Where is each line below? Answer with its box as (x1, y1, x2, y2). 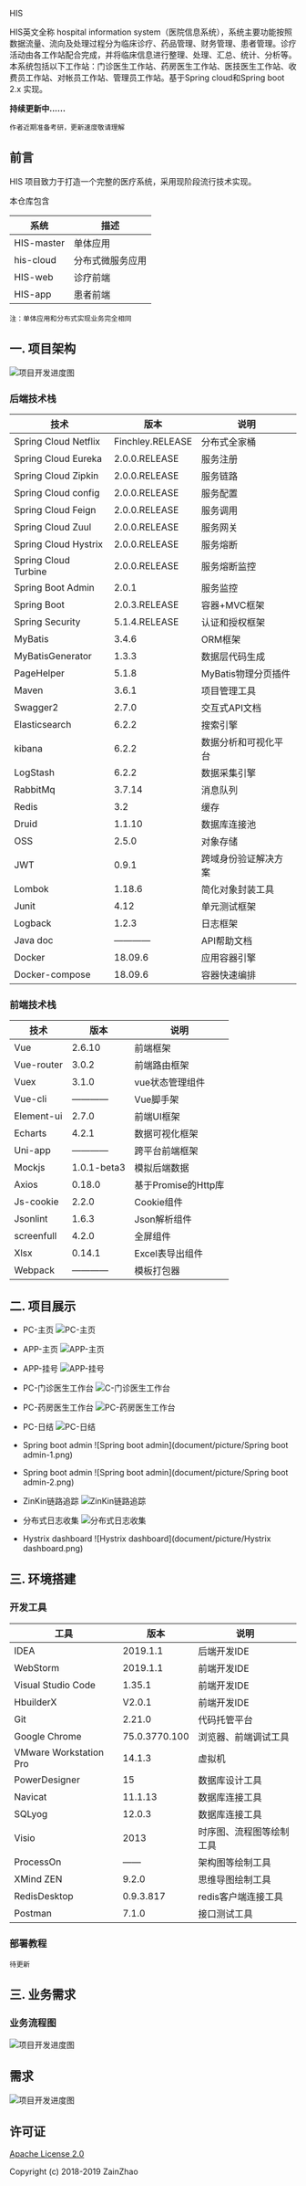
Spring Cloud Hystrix (14, 538, 103, 551)
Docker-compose (14, 968, 91, 981)
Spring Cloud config (14, 486, 100, 499)
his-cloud (14, 253, 57, 266)
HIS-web (14, 270, 54, 283)
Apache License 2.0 (9, 2149, 85, 2160)
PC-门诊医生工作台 (22, 1382, 94, 1393)
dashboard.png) (22, 1543, 84, 1554)
